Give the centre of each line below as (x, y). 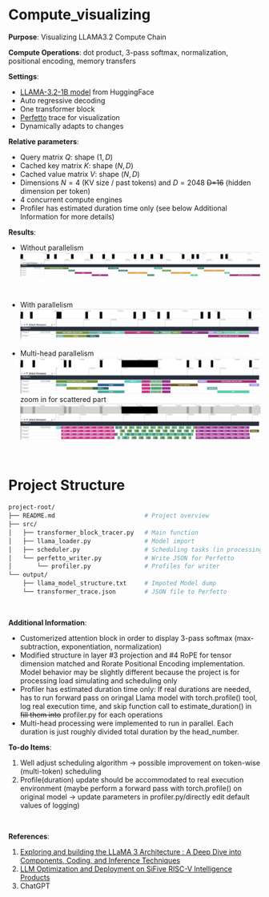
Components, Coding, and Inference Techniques (100, 860)
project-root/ (32, 507)
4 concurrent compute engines (71, 199)
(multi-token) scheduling (60, 771)
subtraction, (40, 646)
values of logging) (50, 805)
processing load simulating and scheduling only (98, 680)
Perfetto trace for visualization (70, 117)
